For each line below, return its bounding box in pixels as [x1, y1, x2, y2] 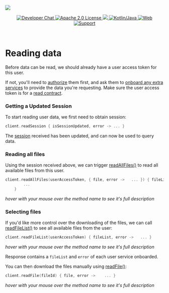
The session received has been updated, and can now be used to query [5, 133, 154, 139]
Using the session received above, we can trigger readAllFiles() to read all [5, 162, 158, 168]
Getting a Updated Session [5, 102, 72, 109]
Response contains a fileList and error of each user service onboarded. [5, 254, 158, 260]
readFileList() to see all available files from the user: [5, 225, 112, 231]
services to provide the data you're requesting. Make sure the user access [5, 85, 159, 91]
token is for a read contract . [5, 90, 63, 96]
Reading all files [5, 151, 45, 158]
